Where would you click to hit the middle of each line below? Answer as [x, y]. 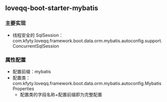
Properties [23, 89]
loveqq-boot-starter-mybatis [52, 8]
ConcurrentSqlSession [36, 46]
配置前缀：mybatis [32, 71]
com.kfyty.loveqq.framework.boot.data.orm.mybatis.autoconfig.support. [87, 41]
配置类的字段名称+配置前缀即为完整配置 [61, 95]
